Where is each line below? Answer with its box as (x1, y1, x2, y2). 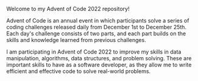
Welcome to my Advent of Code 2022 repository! (6, 5, 130, 12)
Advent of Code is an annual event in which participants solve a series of (6, 17, 189, 24)
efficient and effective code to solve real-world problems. (6, 68, 151, 75)
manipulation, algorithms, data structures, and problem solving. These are (6, 55, 192, 62)
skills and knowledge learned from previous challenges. (6, 37, 146, 43)
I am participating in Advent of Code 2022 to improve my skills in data (6, 48, 182, 55)
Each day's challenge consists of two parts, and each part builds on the (6, 30, 186, 37)
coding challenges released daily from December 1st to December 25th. (6, 24, 187, 30)
